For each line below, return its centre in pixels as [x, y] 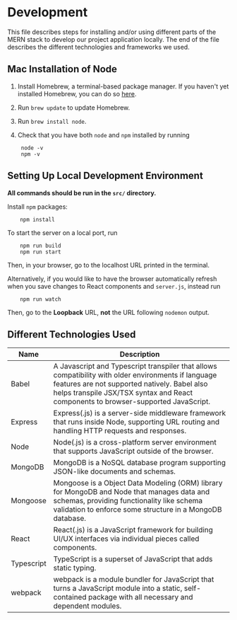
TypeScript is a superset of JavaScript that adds [133, 559]
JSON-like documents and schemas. [115, 471]
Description [140, 355]
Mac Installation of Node [62, 69]
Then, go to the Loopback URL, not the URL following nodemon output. [109, 312]
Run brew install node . [52, 121]
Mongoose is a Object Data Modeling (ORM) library [138, 483]
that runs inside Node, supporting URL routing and [136, 422]
